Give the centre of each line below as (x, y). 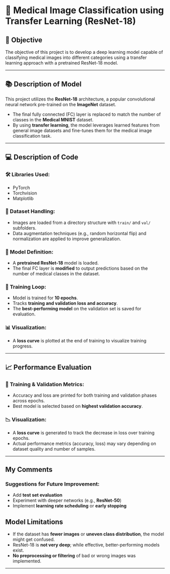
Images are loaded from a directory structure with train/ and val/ (81, 222)
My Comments (29, 470)
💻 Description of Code (42, 157)
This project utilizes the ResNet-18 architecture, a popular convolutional (80, 99)
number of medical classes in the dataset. (56, 274)
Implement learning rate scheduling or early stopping (70, 506)
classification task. (32, 136)
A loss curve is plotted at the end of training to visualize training (79, 340)
